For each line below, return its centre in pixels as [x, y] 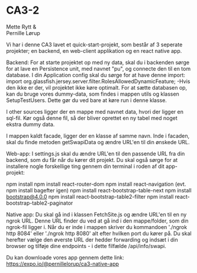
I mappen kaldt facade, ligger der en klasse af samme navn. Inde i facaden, [98, 136]
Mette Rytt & [21, 27]
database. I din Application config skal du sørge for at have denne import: [96, 75]
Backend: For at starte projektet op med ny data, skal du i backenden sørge [98, 62]
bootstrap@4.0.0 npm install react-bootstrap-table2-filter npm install [90, 196]
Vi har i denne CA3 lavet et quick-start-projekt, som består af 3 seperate [94, 45]
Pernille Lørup [23, 33]
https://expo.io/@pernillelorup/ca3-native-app [63, 264]
